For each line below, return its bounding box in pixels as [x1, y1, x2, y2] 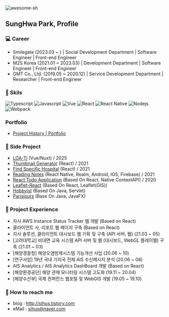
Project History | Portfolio [12, 131, 66, 137]
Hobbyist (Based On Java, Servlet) [12, 187, 86, 194]
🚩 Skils [5, 89, 22, 96]
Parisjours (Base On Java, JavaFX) [12, 193, 86, 199]
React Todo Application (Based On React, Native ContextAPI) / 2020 [12, 177, 157, 183]
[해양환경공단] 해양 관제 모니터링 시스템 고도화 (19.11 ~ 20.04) [12, 269, 136, 275]
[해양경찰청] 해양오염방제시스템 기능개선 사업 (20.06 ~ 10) [12, 250, 129, 256]
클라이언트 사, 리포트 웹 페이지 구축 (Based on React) [12, 224, 120, 230]
